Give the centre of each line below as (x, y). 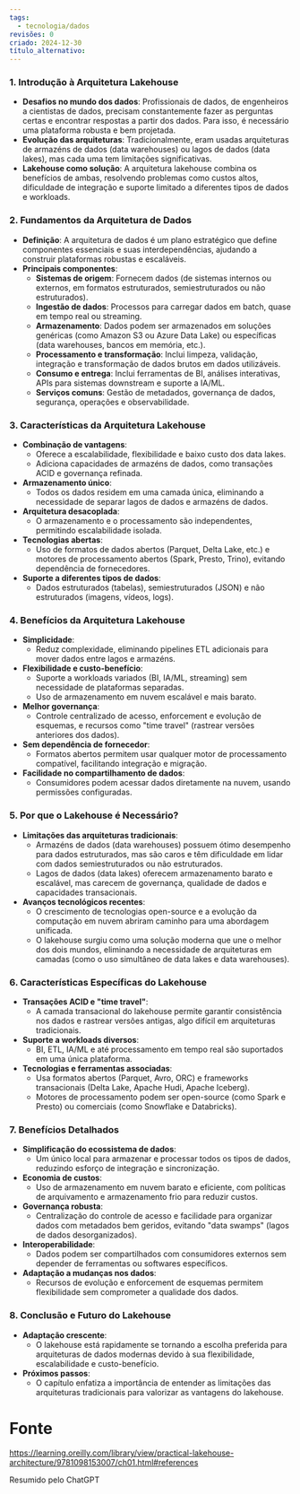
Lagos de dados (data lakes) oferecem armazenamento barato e (154, 873)
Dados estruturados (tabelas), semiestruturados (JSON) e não (150, 587)
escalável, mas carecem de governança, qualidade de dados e (151, 882)
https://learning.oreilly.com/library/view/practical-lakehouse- (122, 1453)
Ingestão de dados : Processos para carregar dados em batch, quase (163, 307)
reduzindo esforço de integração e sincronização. (128, 1168)
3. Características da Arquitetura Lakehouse (107, 425)
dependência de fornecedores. (93, 569)
